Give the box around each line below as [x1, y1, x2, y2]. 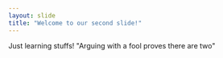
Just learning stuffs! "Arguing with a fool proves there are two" [8, 41, 216, 50]
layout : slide [8, 11, 56, 20]
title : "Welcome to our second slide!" [8, 19, 142, 27]
